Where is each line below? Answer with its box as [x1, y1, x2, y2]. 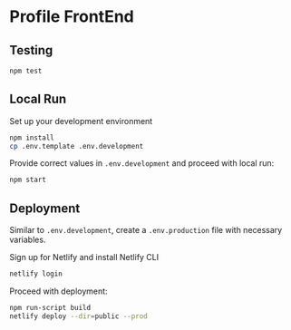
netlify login [9, 269, 63, 278]
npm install [9, 133, 54, 142]
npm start [9, 175, 47, 185]
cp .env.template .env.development [9, 141, 144, 150]
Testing [9, 43, 53, 58]
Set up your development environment [9, 115, 153, 126]
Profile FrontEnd [9, 6, 134, 27]
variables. [9, 234, 46, 246]
